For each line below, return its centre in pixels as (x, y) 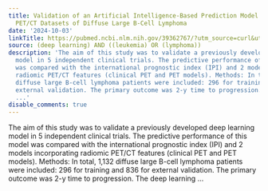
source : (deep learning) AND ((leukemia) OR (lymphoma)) (105, 46)
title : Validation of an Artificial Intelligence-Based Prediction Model (134, 16)
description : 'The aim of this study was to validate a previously (123, 53)
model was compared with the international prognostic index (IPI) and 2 (126, 145)
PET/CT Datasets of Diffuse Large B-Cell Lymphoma (101, 23)
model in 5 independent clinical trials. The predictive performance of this (128, 136)
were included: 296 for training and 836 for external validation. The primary (132, 170)
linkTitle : (26, 38)
